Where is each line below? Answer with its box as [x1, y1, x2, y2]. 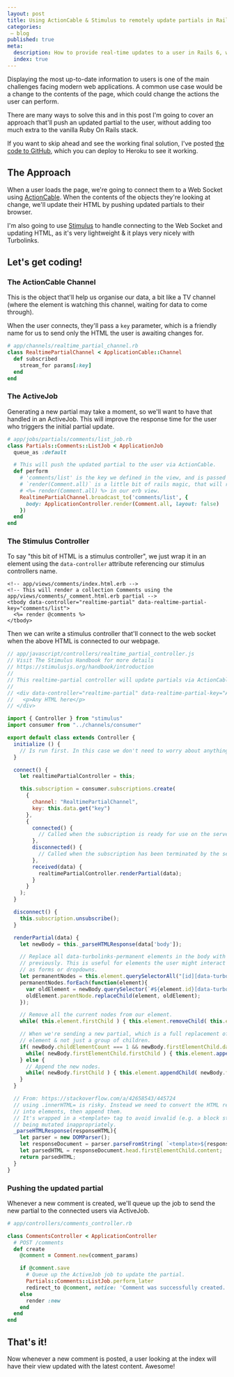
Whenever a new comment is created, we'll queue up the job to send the [7, 1199, 216, 1207]
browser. [7, 208, 33, 216]
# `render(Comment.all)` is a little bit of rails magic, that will [19, 481, 223, 488]
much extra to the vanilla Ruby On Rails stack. [7, 125, 139, 134]
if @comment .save [19, 1264, 70, 1272]
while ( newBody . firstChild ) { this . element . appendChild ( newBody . [25, 1069, 226, 1076]
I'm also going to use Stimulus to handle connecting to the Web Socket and [7, 221, 223, 229]
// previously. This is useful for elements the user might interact [19, 960, 226, 967]
